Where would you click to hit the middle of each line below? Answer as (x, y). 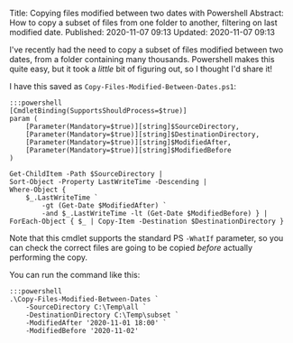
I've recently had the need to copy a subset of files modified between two (146, 50)
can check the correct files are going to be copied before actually (131, 248)
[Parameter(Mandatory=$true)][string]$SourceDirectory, (133, 126)
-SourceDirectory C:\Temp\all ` (86, 307)
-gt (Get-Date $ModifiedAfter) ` (105, 206)
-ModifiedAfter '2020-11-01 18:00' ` (96, 323)
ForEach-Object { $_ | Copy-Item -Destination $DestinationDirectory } (146, 221)
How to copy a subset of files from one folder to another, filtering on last (143, 23)
